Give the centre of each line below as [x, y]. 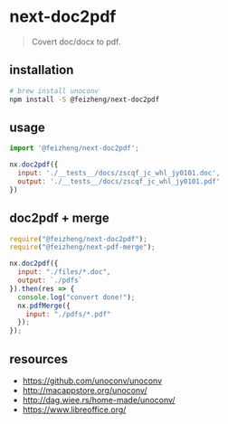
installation [42, 70]
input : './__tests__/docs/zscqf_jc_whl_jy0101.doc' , [119, 174]
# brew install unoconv [54, 91]
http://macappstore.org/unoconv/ [85, 390]
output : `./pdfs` [50, 280]
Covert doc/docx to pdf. [76, 42]
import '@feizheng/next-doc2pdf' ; [75, 148]
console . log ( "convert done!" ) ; [76, 297]
